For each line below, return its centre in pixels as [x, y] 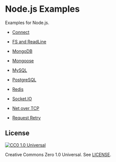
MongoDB [22, 51]
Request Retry [26, 118]
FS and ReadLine [29, 41]
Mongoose [23, 60]
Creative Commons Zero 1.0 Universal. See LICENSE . [58, 154]
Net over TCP [26, 108]
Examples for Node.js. [27, 23]
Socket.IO [22, 99]
